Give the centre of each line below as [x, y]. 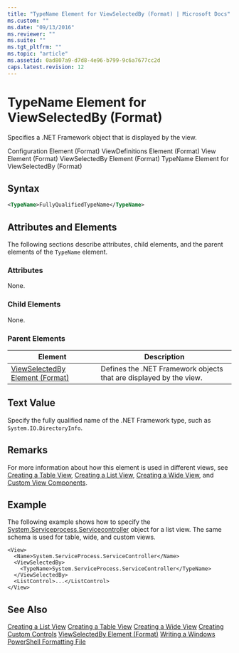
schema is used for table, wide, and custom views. [81, 537]
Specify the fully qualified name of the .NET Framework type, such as [109, 420]
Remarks [28, 450]
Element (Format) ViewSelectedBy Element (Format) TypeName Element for [118, 158]
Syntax [23, 189]
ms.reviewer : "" [31, 34]
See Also [27, 609]
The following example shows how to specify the [79, 522]
